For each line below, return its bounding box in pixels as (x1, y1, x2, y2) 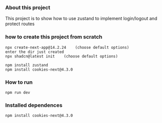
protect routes (5, 21, 35, 27)
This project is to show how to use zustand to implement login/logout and (5, 16, 157, 22)
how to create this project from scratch (5, 33, 103, 40)
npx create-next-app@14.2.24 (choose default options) (5, 45, 129, 50)
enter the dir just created (5, 49, 64, 54)
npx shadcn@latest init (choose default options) (5, 53, 118, 59)
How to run (5, 79, 33, 86)
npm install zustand (5, 63, 49, 68)
